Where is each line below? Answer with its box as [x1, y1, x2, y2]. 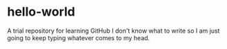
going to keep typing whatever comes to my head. [7, 33, 150, 42]
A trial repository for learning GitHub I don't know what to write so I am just [7, 27, 220, 35]
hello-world [7, 4, 76, 20]
